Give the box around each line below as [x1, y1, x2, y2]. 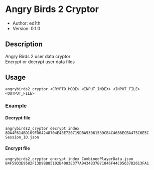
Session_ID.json [5, 134, 39, 140]
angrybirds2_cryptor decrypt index [5, 126, 80, 131]
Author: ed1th [12, 20, 41, 26]
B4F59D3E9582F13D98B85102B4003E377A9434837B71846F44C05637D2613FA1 [5, 160, 149, 166]
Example [5, 102, 27, 109]
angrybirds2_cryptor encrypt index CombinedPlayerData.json [5, 156, 134, 161]
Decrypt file [5, 115, 31, 121]
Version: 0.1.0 [12, 25, 41, 31]
